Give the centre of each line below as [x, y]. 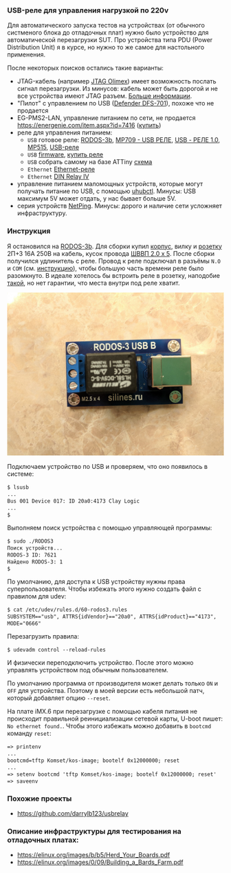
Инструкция [29, 231]
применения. [26, 54]
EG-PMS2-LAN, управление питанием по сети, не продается [106, 118]
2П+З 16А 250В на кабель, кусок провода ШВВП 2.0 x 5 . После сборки [111, 253]
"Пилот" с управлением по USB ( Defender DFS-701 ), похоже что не [115, 103]
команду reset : [29, 733]
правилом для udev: [37, 596]
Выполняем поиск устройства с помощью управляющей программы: [110, 528]
